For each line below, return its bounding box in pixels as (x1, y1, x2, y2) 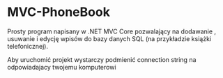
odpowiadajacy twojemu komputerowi (7, 63, 116, 71)
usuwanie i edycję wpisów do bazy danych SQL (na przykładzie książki (7, 34, 211, 42)
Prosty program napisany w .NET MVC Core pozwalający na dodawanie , (7, 27, 217, 36)
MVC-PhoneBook (7, 4, 110, 20)
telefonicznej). (7, 42, 49, 50)
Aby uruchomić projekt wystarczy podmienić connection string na (7, 55, 197, 63)
